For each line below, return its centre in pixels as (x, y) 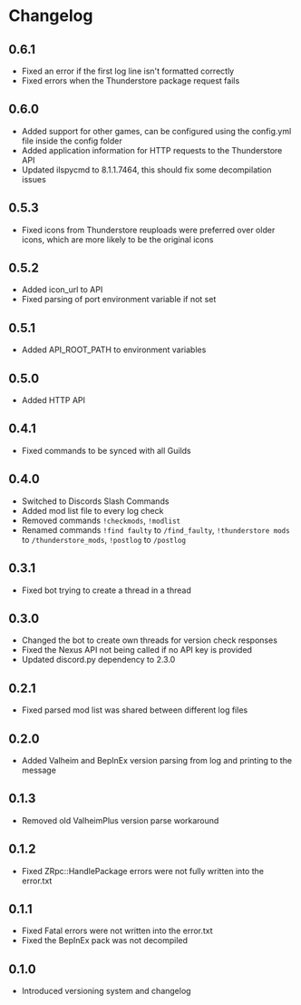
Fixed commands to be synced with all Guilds (106, 450)
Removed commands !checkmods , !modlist (101, 520)
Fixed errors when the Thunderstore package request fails (131, 81)
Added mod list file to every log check (92, 510)
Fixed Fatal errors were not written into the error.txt (117, 931)
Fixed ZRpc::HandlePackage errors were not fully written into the (143, 871)
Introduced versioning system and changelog (106, 991)
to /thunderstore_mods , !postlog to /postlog (104, 539)
